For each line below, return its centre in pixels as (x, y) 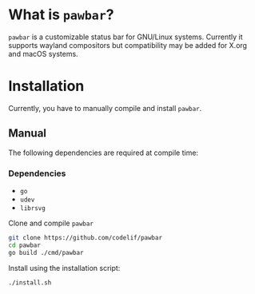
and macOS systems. (43, 54)
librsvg (32, 208)
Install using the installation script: (64, 268)
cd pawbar (25, 245)
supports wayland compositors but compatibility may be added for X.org (128, 45)
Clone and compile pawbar (51, 223)
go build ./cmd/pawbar (46, 252)
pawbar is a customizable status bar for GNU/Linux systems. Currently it (126, 37)
